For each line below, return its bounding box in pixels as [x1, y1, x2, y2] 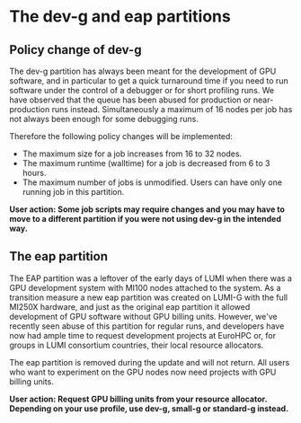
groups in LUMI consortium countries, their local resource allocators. [9, 339, 264, 350]
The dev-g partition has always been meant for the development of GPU [9, 66, 277, 76]
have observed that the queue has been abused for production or [9, 94, 252, 105]
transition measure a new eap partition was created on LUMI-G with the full [9, 292, 288, 303]
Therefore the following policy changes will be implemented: [9, 131, 234, 141]
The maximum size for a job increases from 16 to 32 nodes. [22, 148, 243, 159]
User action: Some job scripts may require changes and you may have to [9, 204, 286, 215]
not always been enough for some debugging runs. [9, 114, 199, 124]
